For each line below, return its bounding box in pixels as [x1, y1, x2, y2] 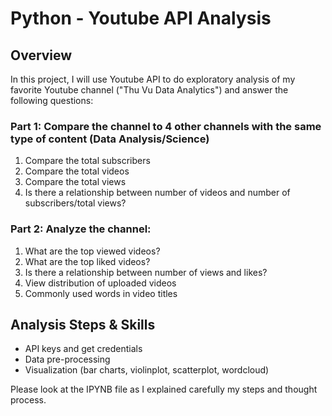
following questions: [10, 95, 94, 106]
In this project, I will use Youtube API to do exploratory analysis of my [10, 73, 296, 85]
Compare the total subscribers [24, 155, 151, 167]
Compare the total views [24, 176, 127, 188]
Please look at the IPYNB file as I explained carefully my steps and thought [10, 383, 318, 396]
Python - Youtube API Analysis [10, 7, 272, 30]
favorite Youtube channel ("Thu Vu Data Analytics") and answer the [10, 84, 289, 96]
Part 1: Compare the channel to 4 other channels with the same [10, 119, 322, 133]
